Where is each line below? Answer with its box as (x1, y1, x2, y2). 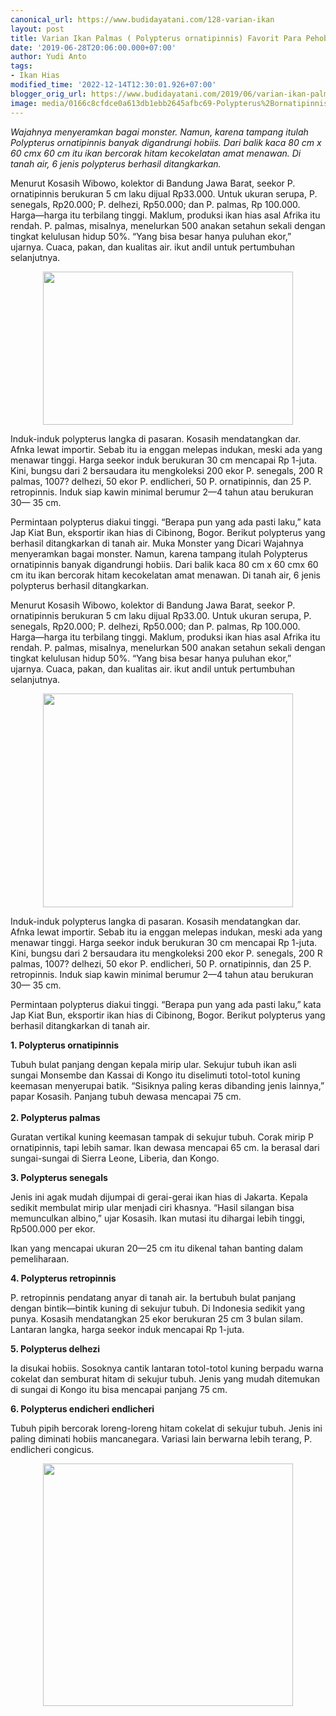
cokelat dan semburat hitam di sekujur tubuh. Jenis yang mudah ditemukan (10, 1372, 320, 1385)
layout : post (10, 24, 65, 34)
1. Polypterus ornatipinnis (10, 1039, 120, 1051)
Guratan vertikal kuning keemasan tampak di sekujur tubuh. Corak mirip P (10, 1131, 314, 1143)
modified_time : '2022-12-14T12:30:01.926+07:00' (10, 80, 217, 90)
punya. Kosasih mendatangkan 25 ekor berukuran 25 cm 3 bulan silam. (10, 1312, 304, 1325)
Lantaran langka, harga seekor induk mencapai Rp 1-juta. (10, 1323, 245, 1335)
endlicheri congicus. (10, 1443, 95, 1455)
